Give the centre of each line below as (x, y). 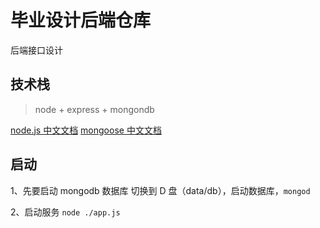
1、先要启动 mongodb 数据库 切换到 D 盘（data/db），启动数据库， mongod (160, 190)
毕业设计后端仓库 (81, 20)
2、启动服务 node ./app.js (65, 212)
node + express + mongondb (94, 109)
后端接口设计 (36, 50)
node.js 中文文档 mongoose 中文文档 (86, 130)
